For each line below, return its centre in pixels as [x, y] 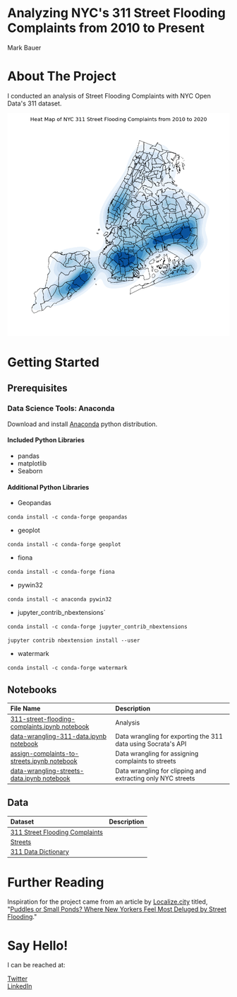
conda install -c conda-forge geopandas [68, 517]
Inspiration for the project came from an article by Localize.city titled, [108, 902]
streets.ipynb [29, 761]
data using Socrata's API [151, 744]
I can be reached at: [36, 965]
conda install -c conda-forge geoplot [64, 545]
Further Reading [56, 882]
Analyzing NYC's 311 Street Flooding [116, 13]
